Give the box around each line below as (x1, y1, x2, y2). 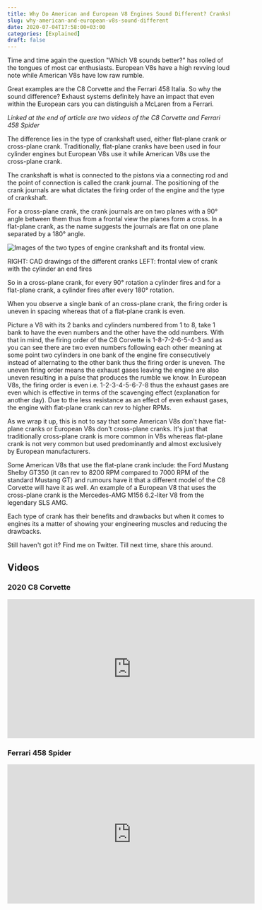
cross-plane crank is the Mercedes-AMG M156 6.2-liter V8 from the (7, 491, 205, 499)
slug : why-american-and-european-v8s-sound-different (7, 17, 169, 24)
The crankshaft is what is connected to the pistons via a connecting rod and (7, 171, 228, 180)
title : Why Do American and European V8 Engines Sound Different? (7, 10, 207, 18)
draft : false (7, 37, 46, 44)
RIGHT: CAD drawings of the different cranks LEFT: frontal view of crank (7, 257, 218, 266)
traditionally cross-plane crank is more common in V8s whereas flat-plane (7, 432, 223, 441)
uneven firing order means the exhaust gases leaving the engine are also (7, 366, 220, 375)
